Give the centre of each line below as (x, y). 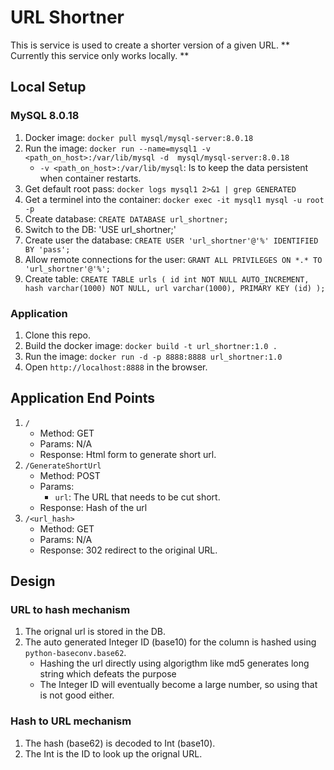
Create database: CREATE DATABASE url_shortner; (126, 218)
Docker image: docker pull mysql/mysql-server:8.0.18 (139, 137)
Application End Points (83, 398)
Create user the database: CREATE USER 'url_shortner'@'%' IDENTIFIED (171, 240)
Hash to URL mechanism (71, 721)
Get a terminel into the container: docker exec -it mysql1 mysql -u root (174, 199)
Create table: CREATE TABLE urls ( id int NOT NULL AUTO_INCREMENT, (167, 278)
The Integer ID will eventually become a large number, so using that (178, 685)
